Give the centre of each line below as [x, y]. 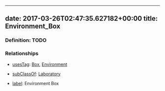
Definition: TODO [26, 40]
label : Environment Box [35, 83]
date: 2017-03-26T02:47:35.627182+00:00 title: [82, 18]
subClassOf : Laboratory [36, 74]
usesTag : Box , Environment [40, 64]
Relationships [22, 54]
